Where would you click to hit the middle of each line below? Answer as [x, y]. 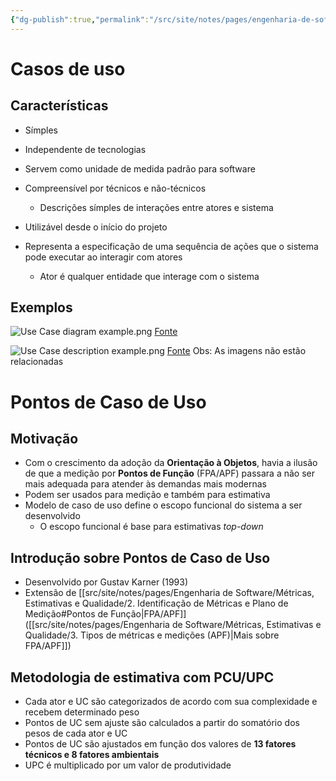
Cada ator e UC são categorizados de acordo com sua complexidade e [171, 702]
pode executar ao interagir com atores [103, 257]
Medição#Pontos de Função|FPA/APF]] [105, 614]
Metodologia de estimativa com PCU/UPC [142, 677]
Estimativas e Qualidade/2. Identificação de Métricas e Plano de [156, 603]
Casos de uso [68, 68]
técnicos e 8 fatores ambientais [92, 755]
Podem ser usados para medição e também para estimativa [147, 495]
